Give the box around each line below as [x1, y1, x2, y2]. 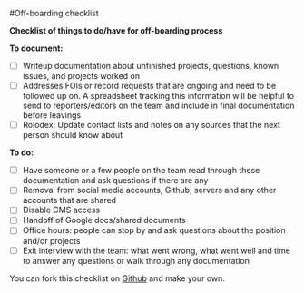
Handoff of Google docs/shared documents [22, 215, 186, 226]
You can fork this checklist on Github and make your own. [9, 272, 225, 284]
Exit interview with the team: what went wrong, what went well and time [22, 245, 290, 256]
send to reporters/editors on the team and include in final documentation [22, 100, 295, 112]
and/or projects [22, 235, 81, 246]
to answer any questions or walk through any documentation [22, 255, 250, 266]
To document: [9, 43, 64, 54]
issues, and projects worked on [22, 71, 141, 82]
